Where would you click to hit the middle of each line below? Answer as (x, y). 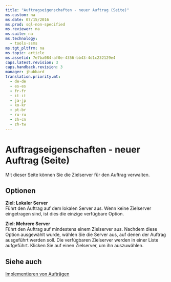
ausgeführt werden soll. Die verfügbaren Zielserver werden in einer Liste (82, 240)
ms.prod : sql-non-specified (35, 24)
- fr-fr (18, 91)
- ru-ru (18, 115)
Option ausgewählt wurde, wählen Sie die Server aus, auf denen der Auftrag (86, 235)
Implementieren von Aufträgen (37, 274)
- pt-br (18, 110)
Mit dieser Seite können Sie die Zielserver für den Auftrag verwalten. (78, 175)
